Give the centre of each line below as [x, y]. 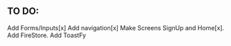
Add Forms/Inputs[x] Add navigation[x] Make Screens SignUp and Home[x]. [116, 27]
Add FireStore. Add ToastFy [47, 35]
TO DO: [23, 11]
